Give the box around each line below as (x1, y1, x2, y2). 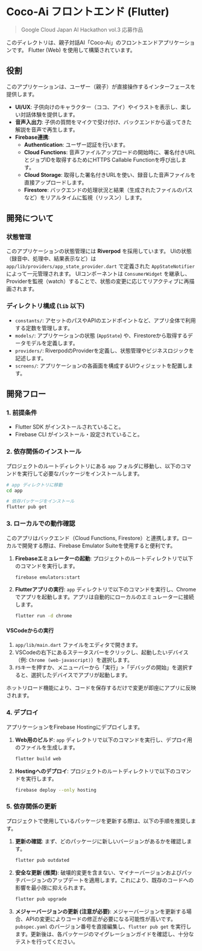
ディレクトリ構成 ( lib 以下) (6, 302, 85, 310)
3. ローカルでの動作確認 (6, 520, 75, 528)
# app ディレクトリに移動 (6, 482, 63, 488)
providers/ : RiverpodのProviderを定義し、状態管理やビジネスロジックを (14, 347, 194, 354)
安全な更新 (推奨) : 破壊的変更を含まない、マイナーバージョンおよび (14, 869, 182, 876)
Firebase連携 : (14, 133, 50, 141)
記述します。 (14, 354, 47, 361)
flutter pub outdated (14, 857, 69, 863)
